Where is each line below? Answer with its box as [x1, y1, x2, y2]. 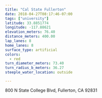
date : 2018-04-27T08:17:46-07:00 [5, 12, 73, 16]
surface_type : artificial [5, 47, 57, 52]
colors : [5, 52, 21, 57]
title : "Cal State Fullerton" [5, 7, 67, 12]
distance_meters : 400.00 [5, 34, 55, 39]
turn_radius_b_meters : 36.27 [5, 66, 64, 70]
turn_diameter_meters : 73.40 [5, 61, 64, 66]
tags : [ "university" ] [5, 16, 49, 21]
